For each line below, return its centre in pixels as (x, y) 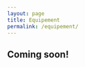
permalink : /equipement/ (43, 26)
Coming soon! (38, 54)
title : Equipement (34, 20)
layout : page (26, 13)
